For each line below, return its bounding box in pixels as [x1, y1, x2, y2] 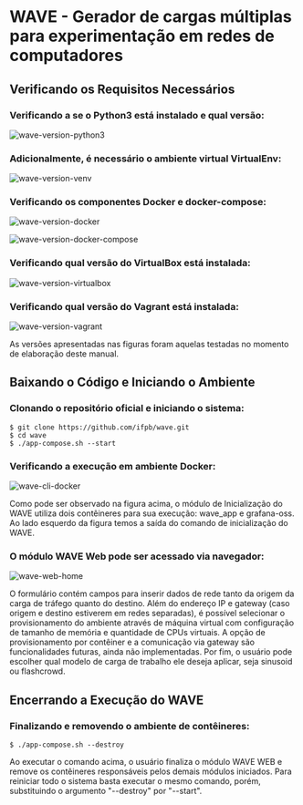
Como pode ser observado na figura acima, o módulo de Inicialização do [9, 499, 283, 510]
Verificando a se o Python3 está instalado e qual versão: [9, 108, 265, 121]
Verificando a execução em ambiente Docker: [9, 459, 216, 472]
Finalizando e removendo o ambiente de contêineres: [9, 719, 250, 732]
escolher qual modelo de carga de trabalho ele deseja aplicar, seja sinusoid [9, 656, 293, 667]
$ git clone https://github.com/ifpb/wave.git [9, 422, 190, 432]
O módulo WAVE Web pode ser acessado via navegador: [9, 550, 265, 562]
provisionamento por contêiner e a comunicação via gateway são [9, 636, 256, 648]
